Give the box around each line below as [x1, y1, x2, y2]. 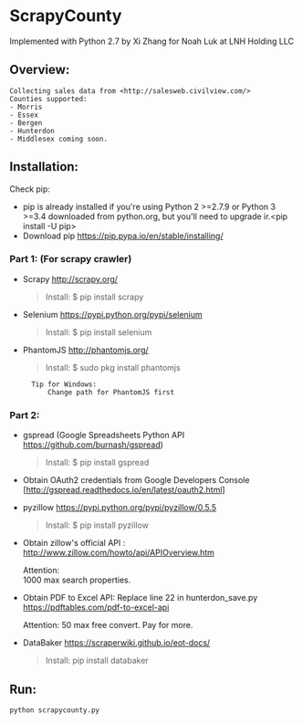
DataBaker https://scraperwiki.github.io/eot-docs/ [22, 637, 211, 648]
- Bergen [9, 118, 43, 128]
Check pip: [9, 184, 50, 194]
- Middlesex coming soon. [9, 134, 108, 143]
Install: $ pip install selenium [45, 326, 152, 338]
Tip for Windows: [31, 380, 98, 389]
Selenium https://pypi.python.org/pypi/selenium [22, 309, 203, 320]
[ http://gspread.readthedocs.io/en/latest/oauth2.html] [22, 485, 225, 496]
